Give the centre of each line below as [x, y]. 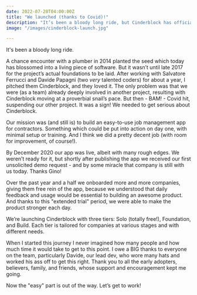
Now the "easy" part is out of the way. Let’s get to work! [74, 286]
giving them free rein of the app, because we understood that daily [87, 189]
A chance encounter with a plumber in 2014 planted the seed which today [95, 61]
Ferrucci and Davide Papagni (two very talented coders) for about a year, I [96, 80]
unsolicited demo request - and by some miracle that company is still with [95, 165]
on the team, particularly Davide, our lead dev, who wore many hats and [93, 256]
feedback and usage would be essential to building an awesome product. [94, 195]
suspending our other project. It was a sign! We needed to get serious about [98, 105]
